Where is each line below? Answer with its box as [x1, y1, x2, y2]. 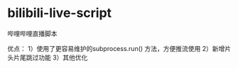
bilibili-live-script [7, 5, 112, 21]
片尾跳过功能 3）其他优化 [13, 53, 88, 62]
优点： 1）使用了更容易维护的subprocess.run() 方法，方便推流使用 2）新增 [7, 44, 225, 52]
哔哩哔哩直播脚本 [7, 29, 58, 38]
